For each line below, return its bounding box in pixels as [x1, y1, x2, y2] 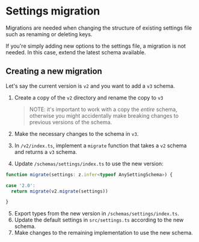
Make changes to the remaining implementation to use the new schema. [14, 229, 193, 237]
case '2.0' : [5, 182, 35, 188]
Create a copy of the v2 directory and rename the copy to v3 [14, 94, 164, 101]
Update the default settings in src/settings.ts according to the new [14, 216, 184, 224]
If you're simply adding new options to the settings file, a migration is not [5, 42, 186, 49]
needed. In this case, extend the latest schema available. [5, 48, 146, 56]
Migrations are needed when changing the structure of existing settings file [5, 24, 192, 31]
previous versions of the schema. [29, 118, 112, 126]
